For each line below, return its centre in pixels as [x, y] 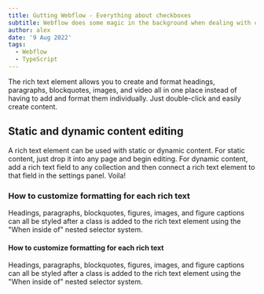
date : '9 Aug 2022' [40, 37]
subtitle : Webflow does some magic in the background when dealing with [130, 23]
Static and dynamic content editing [96, 132]
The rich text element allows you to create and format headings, [112, 81]
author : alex [29, 30]
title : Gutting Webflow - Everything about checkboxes [100, 15]
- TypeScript [37, 60]
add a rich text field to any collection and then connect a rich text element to [132, 167]
